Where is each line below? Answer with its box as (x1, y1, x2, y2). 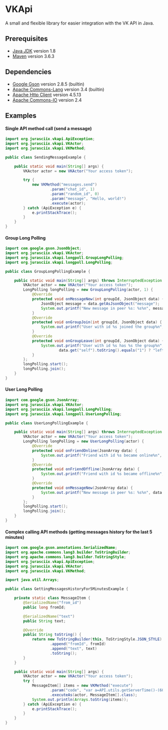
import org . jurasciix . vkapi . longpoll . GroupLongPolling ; (5, 255, 124, 260)
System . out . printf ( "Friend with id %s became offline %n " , (40, 471, 164, 476)
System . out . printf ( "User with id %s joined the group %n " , (40, 324, 164, 330)
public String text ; (23, 618, 66, 623)
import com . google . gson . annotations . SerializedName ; (5, 545, 117, 550)
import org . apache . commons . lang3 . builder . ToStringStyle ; (5, 554, 126, 559)
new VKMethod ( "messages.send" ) (31, 182, 97, 187)
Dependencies (5, 68, 51, 76)
